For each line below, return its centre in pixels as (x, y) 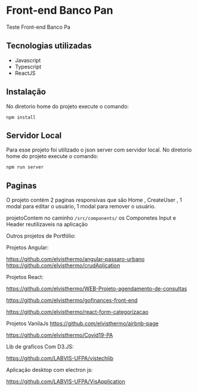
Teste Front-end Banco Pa (38, 27)
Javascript (28, 60)
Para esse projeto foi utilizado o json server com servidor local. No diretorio (99, 150)
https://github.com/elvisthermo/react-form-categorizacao (78, 312)
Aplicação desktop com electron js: (49, 370)
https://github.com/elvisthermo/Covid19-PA (60, 335)
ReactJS (25, 73)
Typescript (28, 66)
